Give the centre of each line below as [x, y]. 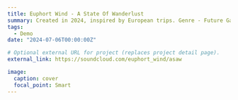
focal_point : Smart [42, 85]
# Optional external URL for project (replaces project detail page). [114, 53]
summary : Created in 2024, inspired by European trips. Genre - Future [115, 20]
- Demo [23, 33]
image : [17, 72]
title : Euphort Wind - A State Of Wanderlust [75, 14]
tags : [15, 27]
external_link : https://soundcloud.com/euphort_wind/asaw [95, 60]
